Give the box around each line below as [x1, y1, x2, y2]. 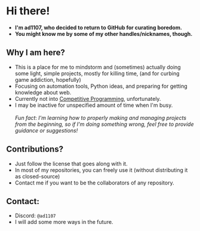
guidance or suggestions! [14, 127, 78, 134]
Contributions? [6, 144, 64, 155]
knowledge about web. [14, 88, 72, 96]
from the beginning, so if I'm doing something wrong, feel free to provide [14, 121, 194, 128]
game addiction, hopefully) [14, 76, 82, 83]
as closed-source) [14, 173, 60, 180]
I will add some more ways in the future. [14, 218, 113, 226]
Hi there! [6, 4, 50, 18]
